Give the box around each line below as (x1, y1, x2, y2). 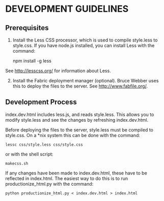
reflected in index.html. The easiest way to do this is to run (5, 175, 128, 182)
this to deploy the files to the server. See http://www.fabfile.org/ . (12, 83, 148, 89)
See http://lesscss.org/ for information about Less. (5, 68, 111, 74)
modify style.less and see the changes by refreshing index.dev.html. (5, 117, 149, 123)
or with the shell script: (5, 151, 53, 157)
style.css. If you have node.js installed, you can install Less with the (12, 42, 155, 49)
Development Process (5, 98, 77, 106)
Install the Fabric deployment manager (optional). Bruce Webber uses (12, 78, 159, 83)
